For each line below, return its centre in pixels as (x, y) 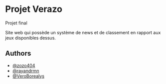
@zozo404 (24, 65)
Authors (18, 53)
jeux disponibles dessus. (31, 38)
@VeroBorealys (28, 76)
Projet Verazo (34, 9)
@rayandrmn (26, 71)
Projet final (16, 23)
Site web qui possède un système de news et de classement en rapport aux (83, 32)
